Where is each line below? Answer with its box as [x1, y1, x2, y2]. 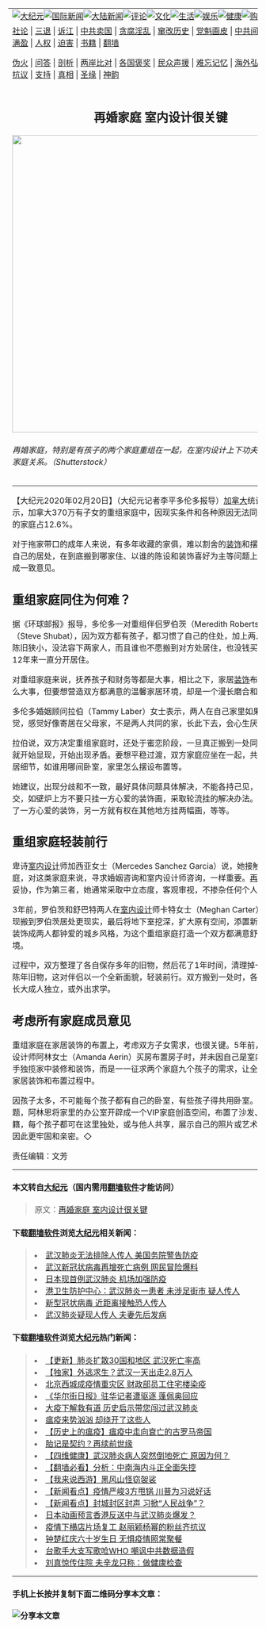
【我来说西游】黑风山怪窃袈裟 [45, 1473, 157, 1484]
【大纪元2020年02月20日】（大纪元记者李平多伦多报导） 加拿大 [12, 495, 248, 506]
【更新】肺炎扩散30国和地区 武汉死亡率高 [45, 1354, 201, 1365]
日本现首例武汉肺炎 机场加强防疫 [45, 1273, 167, 1284]
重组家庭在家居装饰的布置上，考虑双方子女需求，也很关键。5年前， [12, 1039, 264, 1050]
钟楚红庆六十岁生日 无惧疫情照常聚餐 [45, 1533, 183, 1544]
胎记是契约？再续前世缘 [45, 1438, 133, 1449]
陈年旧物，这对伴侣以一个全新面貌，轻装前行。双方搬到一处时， [12, 972, 251, 983]
